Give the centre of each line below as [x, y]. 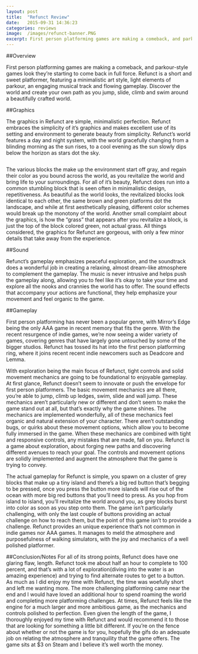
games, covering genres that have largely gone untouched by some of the [96, 341]
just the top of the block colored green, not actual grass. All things [86, 226]
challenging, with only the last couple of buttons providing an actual [88, 514]
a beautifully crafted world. [39, 99]
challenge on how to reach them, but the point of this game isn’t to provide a [99, 520]
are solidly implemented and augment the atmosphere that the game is [92, 459]
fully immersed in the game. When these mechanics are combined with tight [99, 434]
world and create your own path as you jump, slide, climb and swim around [97, 92]
